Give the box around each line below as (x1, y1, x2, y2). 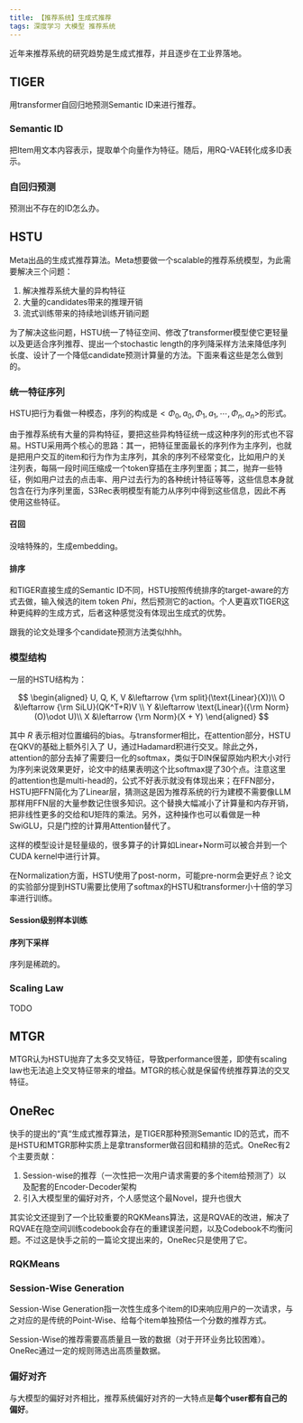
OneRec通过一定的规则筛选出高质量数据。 (9, 1345, 166, 1356)
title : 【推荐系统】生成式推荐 (9, 13, 112, 23)
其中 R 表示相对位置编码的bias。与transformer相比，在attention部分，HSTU (9, 730, 291, 740)
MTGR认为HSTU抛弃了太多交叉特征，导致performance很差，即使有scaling (9, 1054, 287, 1065)
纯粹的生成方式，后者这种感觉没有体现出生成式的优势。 (24, 608, 231, 618)
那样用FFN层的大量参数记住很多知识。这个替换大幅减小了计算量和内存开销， (9, 797, 294, 808)
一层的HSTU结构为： (9, 674, 87, 684)
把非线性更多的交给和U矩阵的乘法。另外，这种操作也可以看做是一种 (9, 808, 261, 819)
